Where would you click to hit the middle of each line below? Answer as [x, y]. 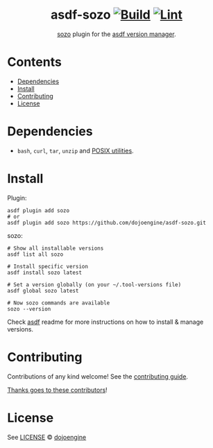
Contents [35, 62]
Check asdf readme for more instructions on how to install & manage [105, 322]
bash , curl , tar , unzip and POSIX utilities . [75, 150]
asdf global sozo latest [43, 291]
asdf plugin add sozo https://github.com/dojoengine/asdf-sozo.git [107, 223]
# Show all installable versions [56, 248]
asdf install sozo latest [44, 273]
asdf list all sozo [35, 254]
